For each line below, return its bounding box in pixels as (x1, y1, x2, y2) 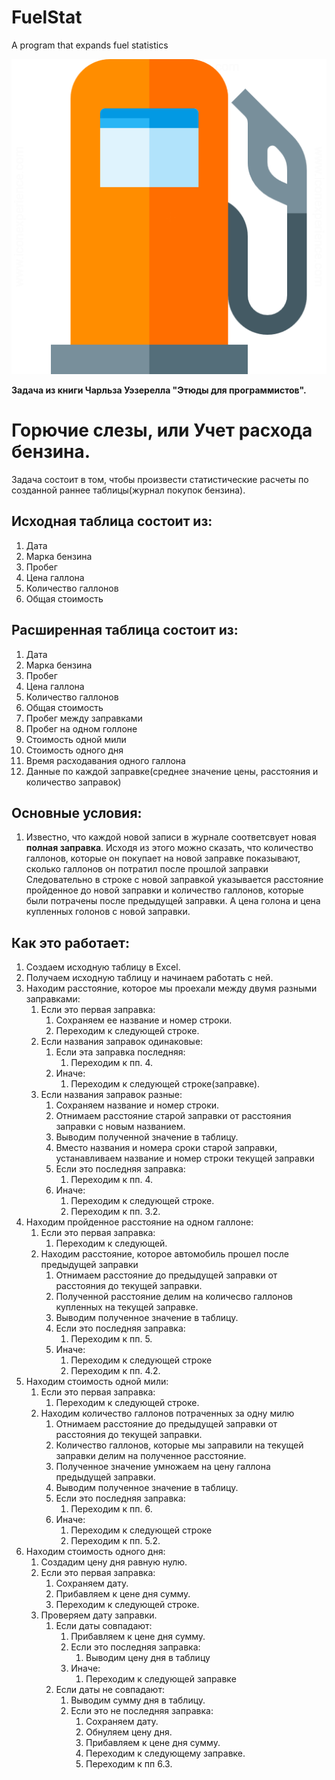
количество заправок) (25, 776, 122, 788)
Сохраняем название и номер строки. (55, 1099, 220, 1111)
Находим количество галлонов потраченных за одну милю (40, 1407, 295, 1420)
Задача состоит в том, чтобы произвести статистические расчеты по (11, 473, 309, 485)
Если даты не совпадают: (55, 1684, 165, 1696)
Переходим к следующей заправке (85, 1673, 237, 1685)
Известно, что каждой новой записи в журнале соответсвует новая (25, 831, 317, 843)
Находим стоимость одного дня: (25, 1546, 166, 1558)
